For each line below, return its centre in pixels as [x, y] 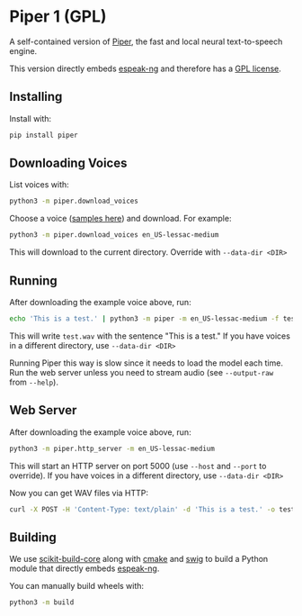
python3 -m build [42, 602]
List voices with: [39, 185]
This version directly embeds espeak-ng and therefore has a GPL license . [145, 68]
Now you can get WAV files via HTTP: [79, 493]
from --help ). [34, 382]
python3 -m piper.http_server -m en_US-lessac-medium [112, 448]
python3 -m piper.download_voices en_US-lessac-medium [114, 235]
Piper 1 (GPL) [58, 17]
